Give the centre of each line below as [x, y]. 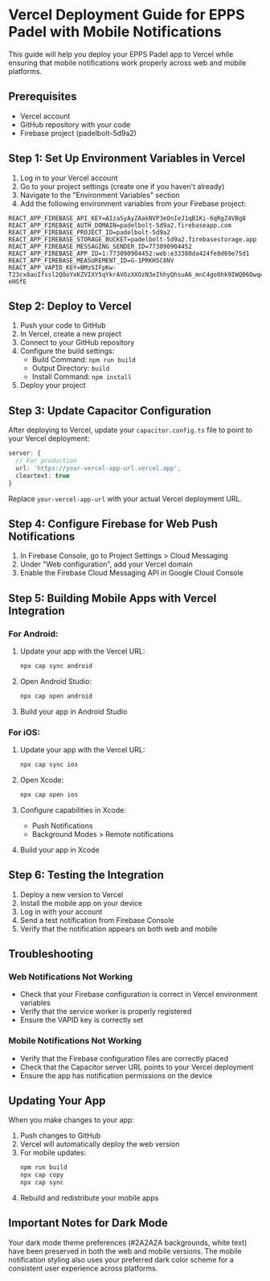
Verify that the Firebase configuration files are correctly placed [124, 1058]
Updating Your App [57, 1101]
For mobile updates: [53, 1153]
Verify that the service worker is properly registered [106, 1011]
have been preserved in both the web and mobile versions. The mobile [125, 1251]
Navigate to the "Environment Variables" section [100, 195]
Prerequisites [43, 97]
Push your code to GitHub [63, 325]
